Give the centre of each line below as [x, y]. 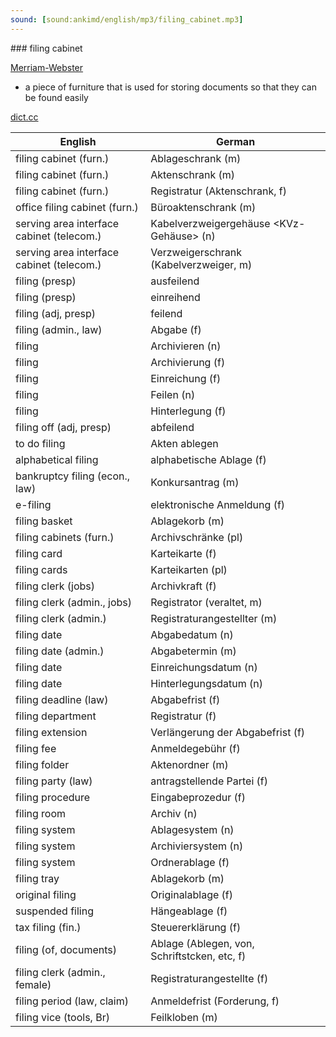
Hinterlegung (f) [188, 411]
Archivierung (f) [188, 362]
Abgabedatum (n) [192, 634]
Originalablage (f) [191, 894]
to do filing [40, 443]
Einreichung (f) [186, 378]
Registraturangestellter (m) [214, 618]
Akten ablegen [184, 443]
